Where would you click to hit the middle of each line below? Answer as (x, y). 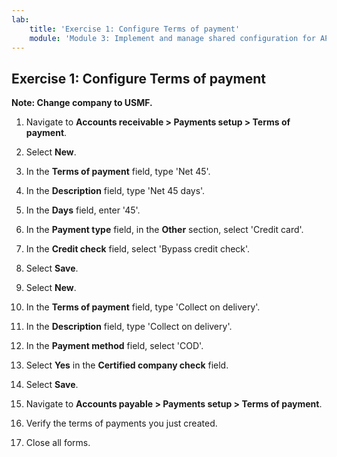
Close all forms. (58, 443)
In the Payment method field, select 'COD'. (114, 346)
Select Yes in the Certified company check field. (127, 365)
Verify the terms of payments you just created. (121, 423)
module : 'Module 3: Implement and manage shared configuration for (172, 38)
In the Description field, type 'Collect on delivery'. (129, 327)
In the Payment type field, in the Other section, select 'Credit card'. (164, 230)
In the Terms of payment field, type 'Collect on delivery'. (143, 307)
